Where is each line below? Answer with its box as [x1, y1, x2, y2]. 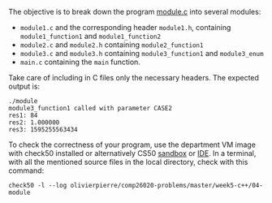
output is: [8, 81, 41, 91]
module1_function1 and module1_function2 [19, 32, 161, 41]
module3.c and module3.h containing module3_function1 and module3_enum [19, 49, 264, 58]
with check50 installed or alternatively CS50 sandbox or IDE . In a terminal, [8, 149, 257, 158]
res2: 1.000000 [8, 119, 60, 127]
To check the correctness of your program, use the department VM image [8, 140, 256, 149]
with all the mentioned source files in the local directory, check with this [8, 158, 248, 166]
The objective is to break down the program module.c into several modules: [8, 7, 261, 16]
